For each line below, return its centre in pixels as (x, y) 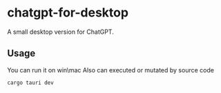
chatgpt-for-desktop (68, 13)
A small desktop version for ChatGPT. (60, 32)
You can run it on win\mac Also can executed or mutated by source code (110, 70)
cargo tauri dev (30, 83)
